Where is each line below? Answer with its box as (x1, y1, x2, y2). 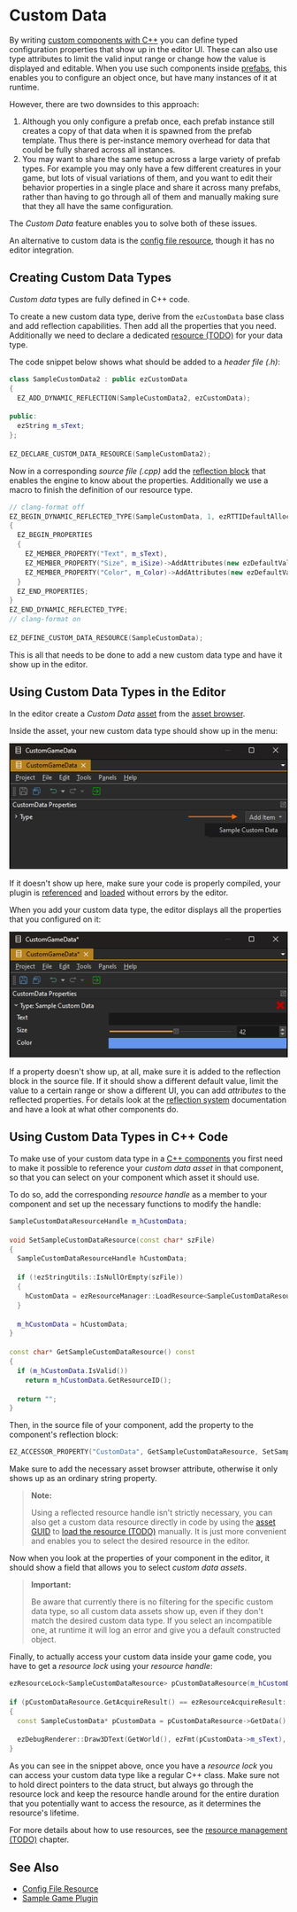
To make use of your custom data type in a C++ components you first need (9, 1153, 283, 1164)
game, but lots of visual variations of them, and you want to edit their (21, 172, 273, 183)
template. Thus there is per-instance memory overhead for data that (21, 135, 270, 145)
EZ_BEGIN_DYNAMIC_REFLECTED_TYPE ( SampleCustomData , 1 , (9, 511, 216, 521)
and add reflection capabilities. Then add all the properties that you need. (9, 320, 277, 331)
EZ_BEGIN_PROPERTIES (17, 531, 93, 540)
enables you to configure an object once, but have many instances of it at (9, 72, 278, 82)
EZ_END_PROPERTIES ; (17, 587, 89, 596)
